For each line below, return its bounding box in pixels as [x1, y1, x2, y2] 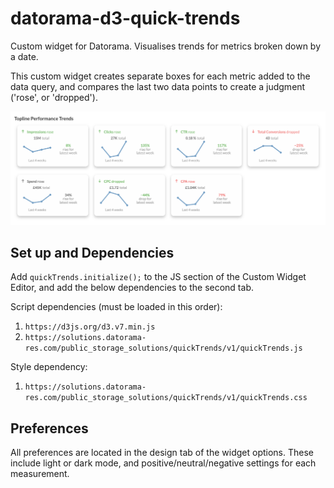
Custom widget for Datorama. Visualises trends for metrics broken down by [10, 40, 322, 52]
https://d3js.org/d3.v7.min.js [24, 322, 156, 332]
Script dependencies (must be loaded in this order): [10, 301, 223, 313]
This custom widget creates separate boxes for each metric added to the [10, 70, 311, 82]
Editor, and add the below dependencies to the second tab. [10, 282, 254, 294]
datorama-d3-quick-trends [10, 7, 241, 30]
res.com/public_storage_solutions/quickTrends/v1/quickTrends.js [24, 343, 303, 354]
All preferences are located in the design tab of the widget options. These [10, 447, 314, 459]
